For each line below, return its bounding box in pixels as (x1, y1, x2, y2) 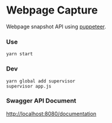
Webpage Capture (6, 4, 98, 17)
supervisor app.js (6, 83, 52, 89)
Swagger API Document (6, 97, 76, 105)
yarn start (6, 51, 33, 57)
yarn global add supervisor (6, 78, 76, 84)
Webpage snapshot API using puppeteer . (6, 23, 107, 30)
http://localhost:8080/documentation (6, 110, 97, 117)
